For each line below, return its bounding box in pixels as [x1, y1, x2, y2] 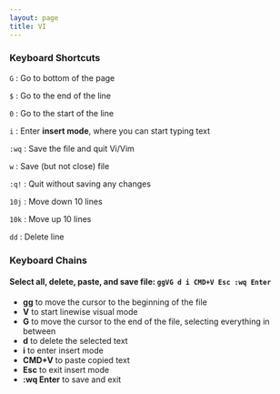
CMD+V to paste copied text [22, 354, 130, 365]
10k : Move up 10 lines [9, 213, 92, 224]
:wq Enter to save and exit [22, 374, 122, 385]
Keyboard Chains [9, 254, 88, 267]
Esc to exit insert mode [22, 364, 110, 375]
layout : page [9, 13, 59, 23]
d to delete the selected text [22, 335, 129, 346]
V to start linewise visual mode [22, 306, 138, 317]
